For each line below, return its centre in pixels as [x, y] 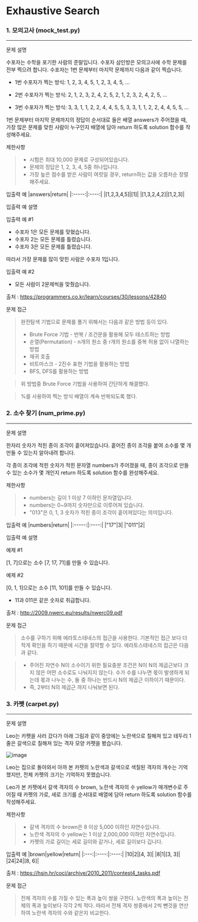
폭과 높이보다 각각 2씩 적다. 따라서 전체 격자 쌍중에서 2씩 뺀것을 [105, 905]
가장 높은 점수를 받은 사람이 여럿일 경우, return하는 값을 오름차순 [103, 175]
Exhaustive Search [53, 11]
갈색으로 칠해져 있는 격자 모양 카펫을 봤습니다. [70, 743]
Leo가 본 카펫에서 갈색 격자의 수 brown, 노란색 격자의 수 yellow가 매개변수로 [94, 787]
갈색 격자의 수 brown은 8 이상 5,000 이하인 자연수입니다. [95, 827]
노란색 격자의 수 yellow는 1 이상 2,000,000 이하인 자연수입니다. [103, 834]
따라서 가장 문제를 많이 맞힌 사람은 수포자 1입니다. [63, 259]
